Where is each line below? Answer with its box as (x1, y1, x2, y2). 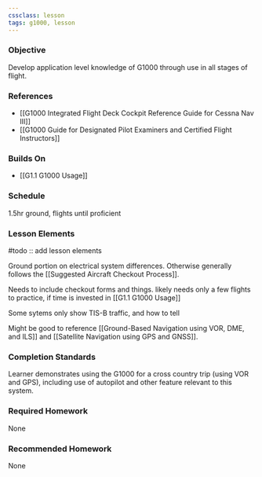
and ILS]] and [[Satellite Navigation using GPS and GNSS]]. (8, 332, 198, 341)
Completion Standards (8, 351, 96, 362)
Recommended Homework (8, 443, 112, 454)
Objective (8, 45, 46, 56)
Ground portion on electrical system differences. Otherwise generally (8, 261, 232, 270)
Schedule (8, 190, 45, 201)
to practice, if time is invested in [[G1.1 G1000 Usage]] (8, 292, 181, 303)
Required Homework (8, 405, 89, 416)
